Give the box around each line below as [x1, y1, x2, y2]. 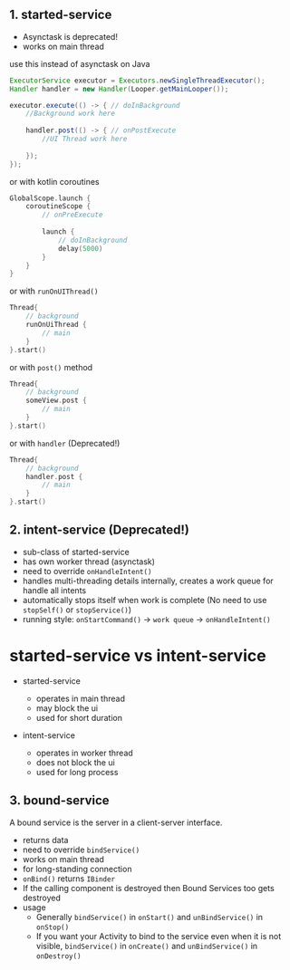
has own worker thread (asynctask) [22, 556, 156, 567]
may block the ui [35, 702, 98, 714]
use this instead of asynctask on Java [9, 58, 150, 69]
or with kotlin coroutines [9, 176, 100, 187]
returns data [22, 834, 69, 845]
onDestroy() [35, 951, 82, 961]
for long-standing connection [22, 863, 132, 874]
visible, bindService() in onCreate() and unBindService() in [35, 940, 258, 951]
